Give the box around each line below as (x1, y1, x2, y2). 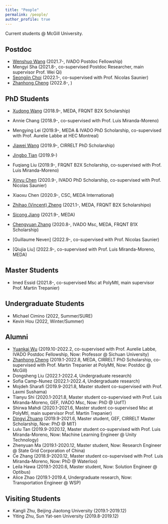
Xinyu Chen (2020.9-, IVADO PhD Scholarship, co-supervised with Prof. (12, 177, 161, 183)
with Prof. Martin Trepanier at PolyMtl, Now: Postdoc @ (37, 362, 151, 368)
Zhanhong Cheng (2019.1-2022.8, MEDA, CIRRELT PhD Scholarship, (12, 357, 152, 363)
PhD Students (5, 94, 49, 103)
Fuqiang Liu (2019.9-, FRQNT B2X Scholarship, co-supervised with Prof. (12, 162, 162, 168)
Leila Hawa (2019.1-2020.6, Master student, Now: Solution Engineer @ (12, 464, 157, 470)
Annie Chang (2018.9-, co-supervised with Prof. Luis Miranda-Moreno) (12, 118, 159, 123)
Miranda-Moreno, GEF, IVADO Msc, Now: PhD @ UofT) (12, 400, 126, 406)
